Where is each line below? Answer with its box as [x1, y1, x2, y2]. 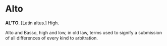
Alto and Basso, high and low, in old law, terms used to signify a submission [5, 29, 162, 35]
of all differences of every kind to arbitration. [5, 35, 98, 41]
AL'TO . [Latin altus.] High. [5, 20, 60, 26]
